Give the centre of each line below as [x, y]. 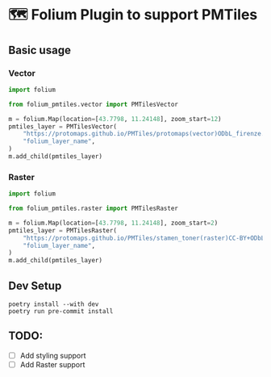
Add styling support [53, 355]
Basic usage [40, 50]
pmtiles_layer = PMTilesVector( [63, 126]
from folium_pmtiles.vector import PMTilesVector [94, 104]
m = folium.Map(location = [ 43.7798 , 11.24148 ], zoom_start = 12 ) [115, 119]
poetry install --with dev [54, 304]
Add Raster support [52, 364]
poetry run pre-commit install [61, 311]
